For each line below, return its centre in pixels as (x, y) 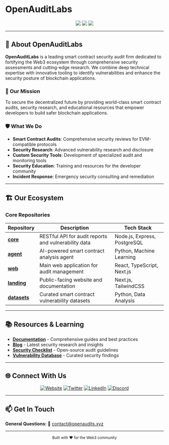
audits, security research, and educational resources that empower (75, 107)
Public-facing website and (71, 280)
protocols (47, 144)
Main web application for (69, 265)
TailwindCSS (130, 286)
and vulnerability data (65, 243)
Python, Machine (135, 251)
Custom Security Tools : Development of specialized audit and (77, 155)
